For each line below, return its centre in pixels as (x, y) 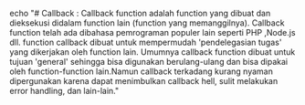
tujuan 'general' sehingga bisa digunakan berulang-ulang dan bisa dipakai (149, 62)
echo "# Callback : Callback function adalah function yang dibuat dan (140, 13)
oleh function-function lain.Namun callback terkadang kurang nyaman (142, 71)
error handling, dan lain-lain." (64, 91)
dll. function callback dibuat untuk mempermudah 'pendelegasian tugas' (146, 42)
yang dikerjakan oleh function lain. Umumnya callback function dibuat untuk (152, 52)
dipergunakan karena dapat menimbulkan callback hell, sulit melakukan (144, 81)
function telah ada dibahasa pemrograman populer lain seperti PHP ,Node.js (152, 32)
